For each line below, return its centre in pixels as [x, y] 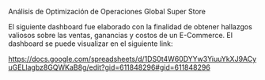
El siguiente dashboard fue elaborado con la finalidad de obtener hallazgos [131, 27]
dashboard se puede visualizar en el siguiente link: [91, 44]
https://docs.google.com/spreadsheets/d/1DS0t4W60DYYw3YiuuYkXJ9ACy [132, 59]
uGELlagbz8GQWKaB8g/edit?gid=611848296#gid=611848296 [110, 67]
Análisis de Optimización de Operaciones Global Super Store [107, 11]
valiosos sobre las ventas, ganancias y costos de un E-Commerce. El [121, 35]
